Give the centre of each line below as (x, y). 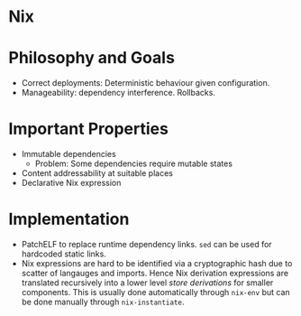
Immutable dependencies (68, 154)
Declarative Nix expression (71, 183)
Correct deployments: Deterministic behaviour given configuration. (146, 83)
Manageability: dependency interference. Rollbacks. (118, 93)
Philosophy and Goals (91, 58)
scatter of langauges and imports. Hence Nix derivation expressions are (155, 273)
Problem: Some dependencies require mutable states (134, 163)
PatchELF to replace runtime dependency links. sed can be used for (146, 244)
